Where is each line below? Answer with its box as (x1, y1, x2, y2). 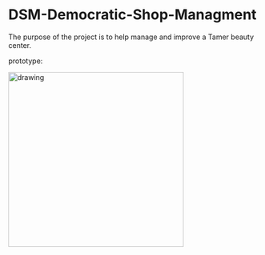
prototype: (8, 56, 43, 66)
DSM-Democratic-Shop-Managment (8, 6, 257, 24)
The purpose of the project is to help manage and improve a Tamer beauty (8, 32, 255, 42)
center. (8, 40, 32, 50)
